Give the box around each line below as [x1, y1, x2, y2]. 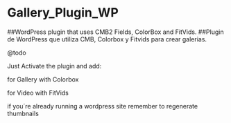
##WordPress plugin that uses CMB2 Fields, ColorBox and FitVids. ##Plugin [7, 28, 224, 36]
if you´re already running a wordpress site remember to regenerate [7, 102, 198, 110]
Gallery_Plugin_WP [7, 5, 119, 21]
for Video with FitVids [7, 88, 69, 97]
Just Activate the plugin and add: [7, 61, 102, 70]
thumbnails [7, 109, 40, 117]
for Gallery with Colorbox [7, 75, 79, 84]
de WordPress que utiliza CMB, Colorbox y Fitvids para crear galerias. [7, 35, 207, 43]
